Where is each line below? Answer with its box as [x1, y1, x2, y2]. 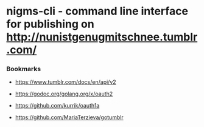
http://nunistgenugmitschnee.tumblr [6, 30, 198, 44]
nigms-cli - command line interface [6, 4, 189, 18]
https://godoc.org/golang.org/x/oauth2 [15, 90, 113, 98]
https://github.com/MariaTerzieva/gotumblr [15, 114, 124, 121]
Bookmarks [6, 65, 41, 74]
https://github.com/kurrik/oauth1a [15, 102, 100, 109]
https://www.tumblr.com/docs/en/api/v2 [15, 78, 117, 86]
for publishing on [6, 17, 94, 31]
